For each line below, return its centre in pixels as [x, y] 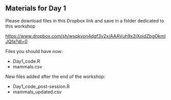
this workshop [20, 26]
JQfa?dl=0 [16, 41]
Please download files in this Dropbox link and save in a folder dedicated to [85, 20]
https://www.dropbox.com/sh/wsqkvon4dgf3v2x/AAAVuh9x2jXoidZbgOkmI [85, 36]
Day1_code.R [26, 61]
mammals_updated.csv [37, 92]
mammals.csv [27, 66]
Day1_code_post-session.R [41, 86]
